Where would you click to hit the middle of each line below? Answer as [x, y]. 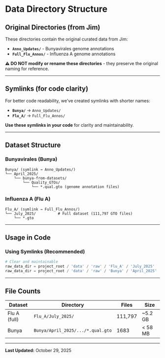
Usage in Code [28, 238]
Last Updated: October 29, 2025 [38, 350]
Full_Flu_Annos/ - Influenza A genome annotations [64, 54]
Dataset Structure [33, 145]
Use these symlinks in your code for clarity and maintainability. [69, 125]
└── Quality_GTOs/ [41, 182]
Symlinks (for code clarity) [47, 89]
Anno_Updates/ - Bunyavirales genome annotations [63, 49]
